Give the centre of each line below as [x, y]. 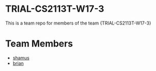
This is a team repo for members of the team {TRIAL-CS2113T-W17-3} [78, 23]
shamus [21, 58]
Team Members [39, 44]
